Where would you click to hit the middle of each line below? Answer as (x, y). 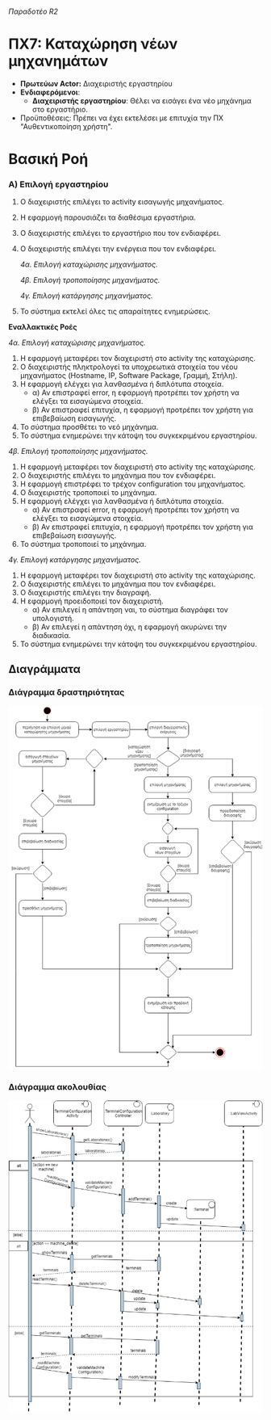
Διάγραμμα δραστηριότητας (67, 692)
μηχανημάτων (58, 61)
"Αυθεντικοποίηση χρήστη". (66, 126)
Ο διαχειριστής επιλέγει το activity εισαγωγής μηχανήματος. (122, 202)
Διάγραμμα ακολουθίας (58, 1087)
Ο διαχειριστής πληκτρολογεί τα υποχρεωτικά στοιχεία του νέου (129, 367)
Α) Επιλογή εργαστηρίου (58, 184)
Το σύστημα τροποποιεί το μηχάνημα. (83, 544)
